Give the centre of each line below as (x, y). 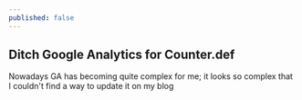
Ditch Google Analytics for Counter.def (122, 55)
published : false (42, 18)
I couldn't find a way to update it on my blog (91, 86)
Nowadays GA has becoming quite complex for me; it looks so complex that (151, 76)
